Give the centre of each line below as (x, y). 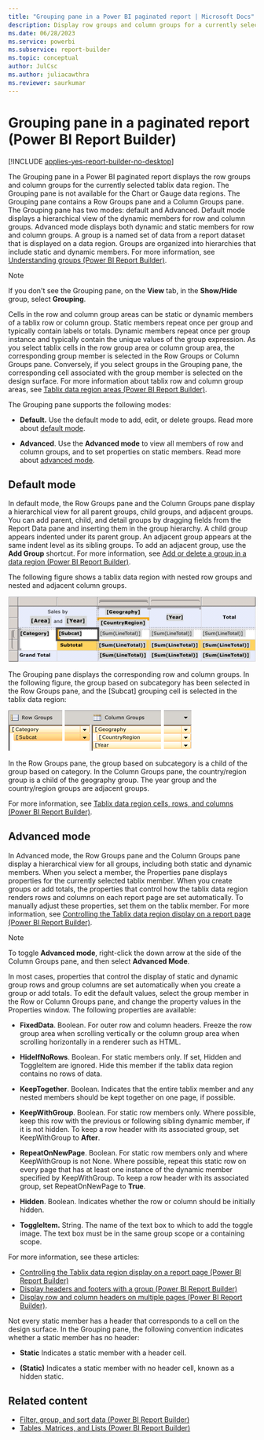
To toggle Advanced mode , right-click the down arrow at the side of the (125, 953)
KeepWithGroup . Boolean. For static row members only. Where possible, (137, 1112)
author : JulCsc (33, 67)
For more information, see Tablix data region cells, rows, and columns (121, 803)
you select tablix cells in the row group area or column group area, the (122, 347)
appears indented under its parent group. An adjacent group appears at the (130, 537)
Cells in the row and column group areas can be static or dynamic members (131, 314)
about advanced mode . (57, 460)
